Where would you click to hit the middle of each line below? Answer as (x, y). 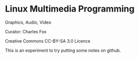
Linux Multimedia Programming (70, 9)
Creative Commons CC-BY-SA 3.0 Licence (48, 41)
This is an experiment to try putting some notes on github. (63, 50)
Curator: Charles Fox (26, 31)
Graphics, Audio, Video (28, 22)
